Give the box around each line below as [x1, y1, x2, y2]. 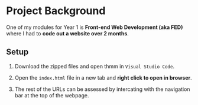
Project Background [6, 4, 106, 18]
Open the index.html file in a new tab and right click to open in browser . [14, 74, 192, 81]
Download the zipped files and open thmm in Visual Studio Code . [14, 63, 175, 70]
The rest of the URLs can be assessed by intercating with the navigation [14, 86, 190, 93]
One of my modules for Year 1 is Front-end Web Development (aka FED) [6, 24, 183, 31]
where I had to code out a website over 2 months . [6, 29, 129, 37]
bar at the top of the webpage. [14, 91, 90, 99]
